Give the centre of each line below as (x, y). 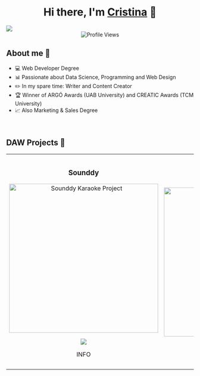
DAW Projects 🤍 (36, 143)
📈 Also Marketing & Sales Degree (56, 110)
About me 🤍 (28, 53)
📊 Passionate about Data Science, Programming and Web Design (95, 77)
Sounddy (84, 173)
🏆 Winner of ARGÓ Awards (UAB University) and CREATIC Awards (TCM (104, 95)
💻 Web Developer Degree (47, 68)
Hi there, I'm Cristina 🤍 (100, 12)
